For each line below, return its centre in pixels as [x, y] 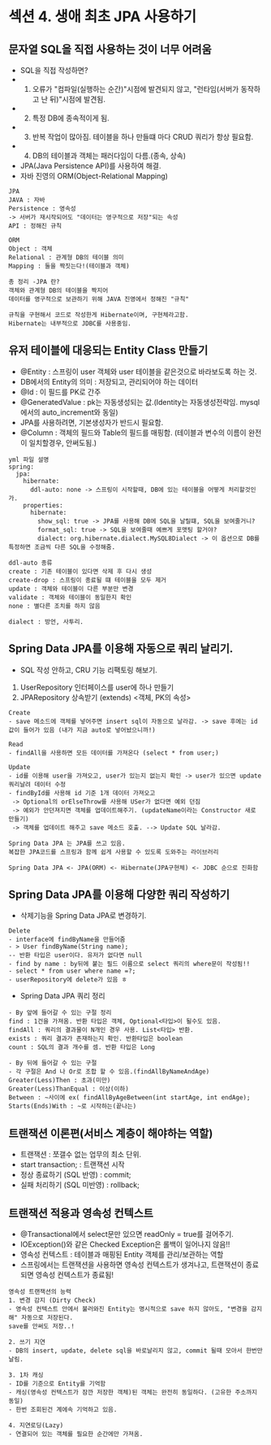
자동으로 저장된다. [47, 1318]
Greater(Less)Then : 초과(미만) [60, 1081]
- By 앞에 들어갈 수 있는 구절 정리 [60, 1013]
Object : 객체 [30, 249]
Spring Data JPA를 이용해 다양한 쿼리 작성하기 [119, 895]
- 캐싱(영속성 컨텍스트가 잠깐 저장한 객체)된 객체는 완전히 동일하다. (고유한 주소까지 [133, 1393]
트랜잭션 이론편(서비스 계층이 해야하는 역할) [111, 1133]
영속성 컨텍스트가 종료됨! [75, 1275]
